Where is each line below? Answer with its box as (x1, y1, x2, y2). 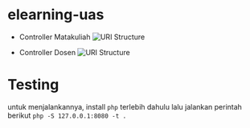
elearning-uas (7, 6, 105, 24)
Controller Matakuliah (18, 32, 91, 42)
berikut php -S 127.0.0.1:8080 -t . (7, 110, 127, 120)
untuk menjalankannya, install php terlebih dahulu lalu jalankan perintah (7, 102, 243, 111)
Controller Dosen (18, 47, 76, 57)
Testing (7, 76, 59, 94)
